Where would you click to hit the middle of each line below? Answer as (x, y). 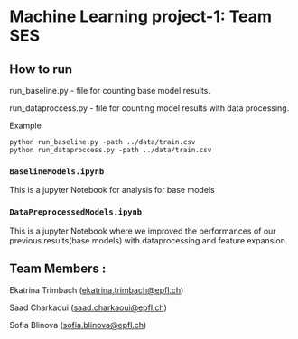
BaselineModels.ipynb (57, 171)
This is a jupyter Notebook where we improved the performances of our (143, 231)
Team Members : (58, 268)
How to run (41, 69)
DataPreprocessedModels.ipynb (76, 212)
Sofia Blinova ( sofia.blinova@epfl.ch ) (78, 325)
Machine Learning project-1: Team (141, 17)
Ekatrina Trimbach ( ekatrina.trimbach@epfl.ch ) (97, 290)
